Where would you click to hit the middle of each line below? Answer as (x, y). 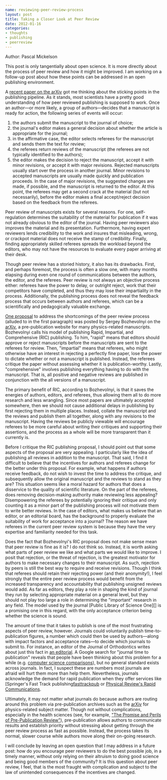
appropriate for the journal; (40, 133)
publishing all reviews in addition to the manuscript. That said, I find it (76, 457)
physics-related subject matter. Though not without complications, (74, 709)
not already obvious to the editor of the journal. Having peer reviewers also (82, 222)
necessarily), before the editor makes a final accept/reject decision (81, 197)
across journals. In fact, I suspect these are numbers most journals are (78, 668)
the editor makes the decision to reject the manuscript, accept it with (83, 160)
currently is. (17, 437)
